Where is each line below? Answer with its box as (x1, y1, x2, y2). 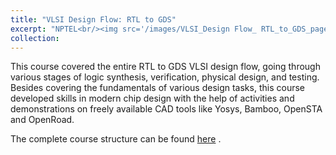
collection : (10, 33, 60, 43)
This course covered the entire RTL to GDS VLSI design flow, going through (10, 61, 321, 73)
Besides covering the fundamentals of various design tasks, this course (10, 82, 305, 94)
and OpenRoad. (10, 114, 75, 126)
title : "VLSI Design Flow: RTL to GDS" (10, 14, 177, 25)
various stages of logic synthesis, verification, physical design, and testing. (10, 71, 320, 83)
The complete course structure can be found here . (10, 133, 222, 145)
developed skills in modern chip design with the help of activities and (10, 92, 295, 105)
